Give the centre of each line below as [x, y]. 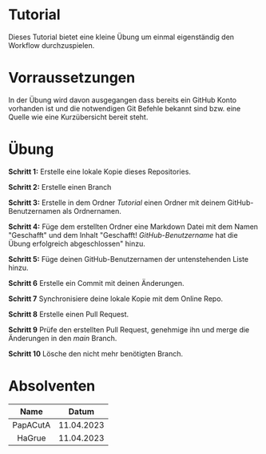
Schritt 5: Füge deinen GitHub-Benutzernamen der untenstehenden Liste [129, 259]
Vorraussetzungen [72, 78]
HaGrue [32, 438]
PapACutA [32, 424]
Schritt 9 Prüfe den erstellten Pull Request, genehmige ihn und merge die [129, 329]
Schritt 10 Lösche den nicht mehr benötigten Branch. [96, 353]
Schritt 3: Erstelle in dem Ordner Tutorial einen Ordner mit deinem [117, 203]
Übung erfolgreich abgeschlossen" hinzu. [77, 243]
